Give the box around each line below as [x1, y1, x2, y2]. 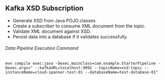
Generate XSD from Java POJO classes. [12, 17, 97, 23]
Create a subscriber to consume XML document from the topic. [12, 23, 146, 29]
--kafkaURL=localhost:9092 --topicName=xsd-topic [35, 65, 143, 70]
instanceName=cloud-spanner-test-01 [5, 70, 83, 75]
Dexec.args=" [5, 65, 33, 70]
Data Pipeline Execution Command [5, 45, 79, 51]
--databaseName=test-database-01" [85, 70, 158, 75]
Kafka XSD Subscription [5, 4, 84, 13]
